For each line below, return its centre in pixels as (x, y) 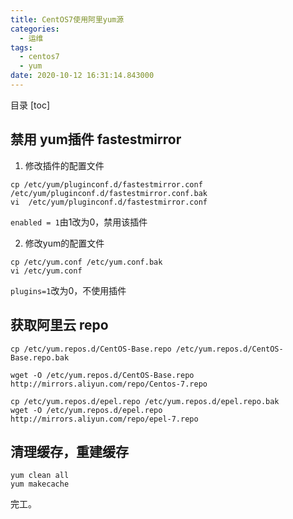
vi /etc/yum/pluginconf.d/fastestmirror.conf (109, 202)
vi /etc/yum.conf (46, 271)
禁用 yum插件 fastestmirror (96, 139)
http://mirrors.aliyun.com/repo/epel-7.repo (104, 419)
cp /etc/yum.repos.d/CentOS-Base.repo (91, 349)
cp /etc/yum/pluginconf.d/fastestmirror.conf (106, 184)
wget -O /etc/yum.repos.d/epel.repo (86, 410)
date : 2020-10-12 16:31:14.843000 (82, 76)
